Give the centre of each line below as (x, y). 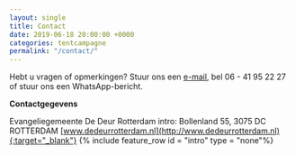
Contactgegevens (44, 104)
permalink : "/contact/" (54, 51)
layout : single (38, 18)
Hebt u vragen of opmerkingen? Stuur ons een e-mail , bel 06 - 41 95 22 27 (147, 77)
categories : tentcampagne (58, 43)
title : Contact (38, 26)
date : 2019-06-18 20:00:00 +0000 (72, 34)
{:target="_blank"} (43, 141)
